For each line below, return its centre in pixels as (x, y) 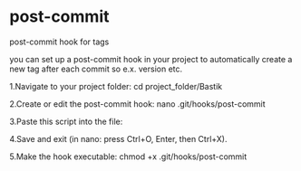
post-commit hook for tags (59, 42)
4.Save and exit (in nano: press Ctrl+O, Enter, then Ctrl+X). (119, 138)
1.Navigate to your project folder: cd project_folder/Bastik (116, 86)
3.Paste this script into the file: (66, 121)
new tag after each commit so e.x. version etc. (96, 69)
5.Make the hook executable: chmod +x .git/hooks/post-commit (128, 157)
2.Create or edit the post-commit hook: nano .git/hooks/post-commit (137, 104)
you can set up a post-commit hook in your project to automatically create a (151, 59)
